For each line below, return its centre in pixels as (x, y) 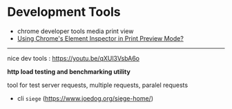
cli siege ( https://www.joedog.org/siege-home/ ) (85, 98)
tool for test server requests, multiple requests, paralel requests (98, 85)
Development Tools (64, 12)
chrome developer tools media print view (75, 31)
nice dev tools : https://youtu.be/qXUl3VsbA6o (74, 58)
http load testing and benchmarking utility (69, 71)
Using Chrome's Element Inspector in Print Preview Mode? (100, 38)
